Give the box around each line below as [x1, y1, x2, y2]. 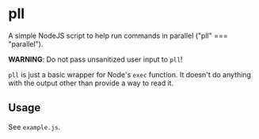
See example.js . [8, 122, 61, 131]
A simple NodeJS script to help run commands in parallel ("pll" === [8, 31, 228, 40]
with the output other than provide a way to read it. [8, 78, 174, 88]
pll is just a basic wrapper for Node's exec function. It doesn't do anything [8, 69, 252, 79]
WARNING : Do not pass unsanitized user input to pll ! [8, 54, 183, 64]
